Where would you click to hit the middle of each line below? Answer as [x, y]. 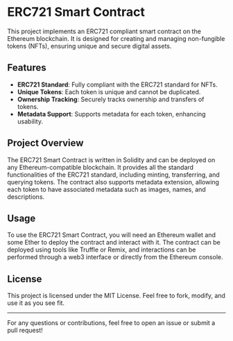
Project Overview [45, 143]
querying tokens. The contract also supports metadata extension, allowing [113, 182]
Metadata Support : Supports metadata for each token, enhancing [111, 114]
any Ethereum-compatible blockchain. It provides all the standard [101, 167]
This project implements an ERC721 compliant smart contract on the [104, 31]
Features [27, 68]
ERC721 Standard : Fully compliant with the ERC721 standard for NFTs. [117, 85]
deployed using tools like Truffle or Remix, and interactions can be [102, 250]
